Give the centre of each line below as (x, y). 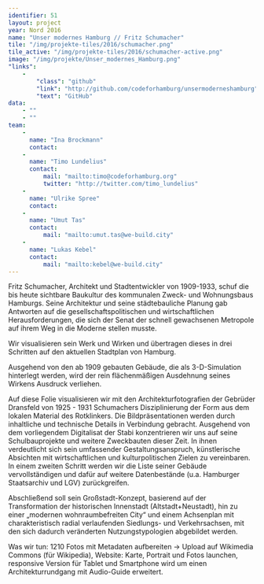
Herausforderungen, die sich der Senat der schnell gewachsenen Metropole (131, 320)
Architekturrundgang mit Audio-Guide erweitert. (86, 572)
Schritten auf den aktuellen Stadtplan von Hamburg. (92, 352)
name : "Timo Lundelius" (68, 162)
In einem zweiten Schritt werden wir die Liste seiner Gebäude (108, 466)
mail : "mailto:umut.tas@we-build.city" (108, 235)
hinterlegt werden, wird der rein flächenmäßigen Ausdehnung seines (119, 375)
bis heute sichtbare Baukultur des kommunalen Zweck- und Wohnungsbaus (131, 295)
